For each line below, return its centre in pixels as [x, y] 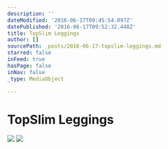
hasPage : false [29, 66]
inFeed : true [26, 59]
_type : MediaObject [36, 79]
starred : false [29, 53]
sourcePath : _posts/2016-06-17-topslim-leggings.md [84, 46]
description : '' [31, 14]
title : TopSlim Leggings [43, 33]
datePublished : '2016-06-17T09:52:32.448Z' [72, 27]
